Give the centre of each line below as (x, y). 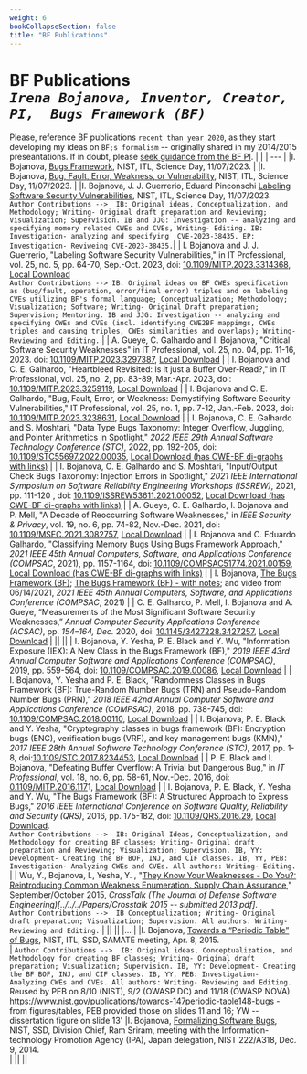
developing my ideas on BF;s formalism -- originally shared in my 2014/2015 (153, 147)
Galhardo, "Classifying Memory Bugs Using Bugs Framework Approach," (146, 544)
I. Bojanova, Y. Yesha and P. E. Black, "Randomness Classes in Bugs (138, 680)
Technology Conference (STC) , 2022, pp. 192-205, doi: (113, 447)
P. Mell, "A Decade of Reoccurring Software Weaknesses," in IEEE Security (150, 515)
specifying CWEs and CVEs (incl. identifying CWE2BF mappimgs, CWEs (143, 324)
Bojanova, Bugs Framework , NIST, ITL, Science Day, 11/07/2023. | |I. (138, 166)
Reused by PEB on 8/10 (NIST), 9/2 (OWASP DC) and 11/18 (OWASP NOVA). (151, 992)
